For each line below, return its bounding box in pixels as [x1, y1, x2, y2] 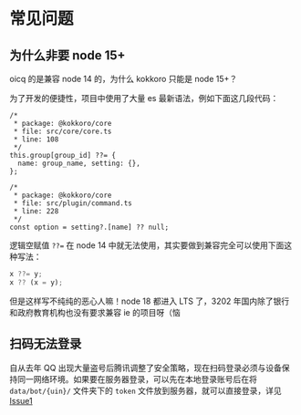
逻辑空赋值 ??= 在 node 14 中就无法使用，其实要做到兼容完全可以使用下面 [9, 240, 285, 251]
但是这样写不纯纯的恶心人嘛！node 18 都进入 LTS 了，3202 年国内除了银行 [9, 296, 290, 306]
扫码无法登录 [9, 337, 82, 352]
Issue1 [9, 395, 34, 406]
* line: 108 [13, 135, 59, 144]
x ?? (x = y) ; [9, 277, 64, 287]
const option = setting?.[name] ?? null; [9, 223, 170, 232]
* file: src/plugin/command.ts [13, 199, 132, 208]
